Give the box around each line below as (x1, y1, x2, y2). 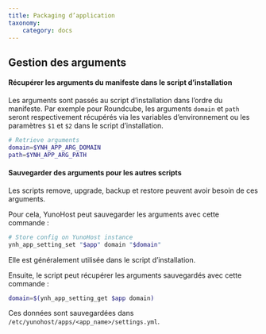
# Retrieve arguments (8, 136, 80, 144)
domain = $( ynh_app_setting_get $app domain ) (8, 294, 155, 302)
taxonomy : (8, 19, 41, 27)
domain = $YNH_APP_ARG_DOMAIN (8, 144, 102, 152)
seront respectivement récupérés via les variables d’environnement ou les (8, 112, 250, 121)
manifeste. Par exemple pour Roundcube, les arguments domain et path (8, 104, 240, 113)
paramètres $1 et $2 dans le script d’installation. (8, 121, 164, 130)
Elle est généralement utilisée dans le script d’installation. (8, 255, 196, 264)
